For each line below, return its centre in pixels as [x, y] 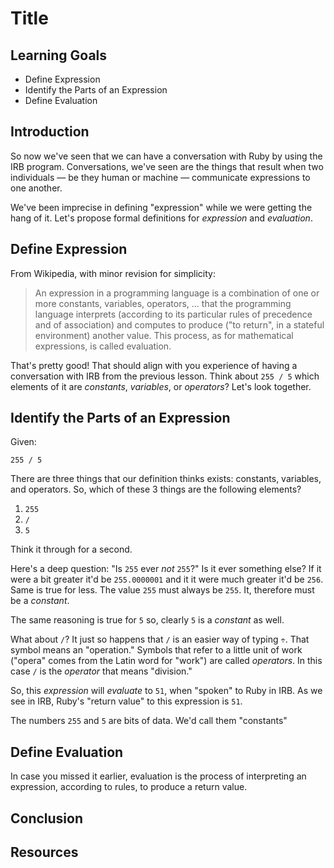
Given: [23, 442]
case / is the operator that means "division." [101, 671]
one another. [36, 188]
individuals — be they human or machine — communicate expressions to [160, 177]
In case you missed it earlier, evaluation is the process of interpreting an [158, 776]
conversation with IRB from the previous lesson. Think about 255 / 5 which [165, 376]
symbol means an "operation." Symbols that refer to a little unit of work [156, 650]
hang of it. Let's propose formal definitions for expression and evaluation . [161, 218]
